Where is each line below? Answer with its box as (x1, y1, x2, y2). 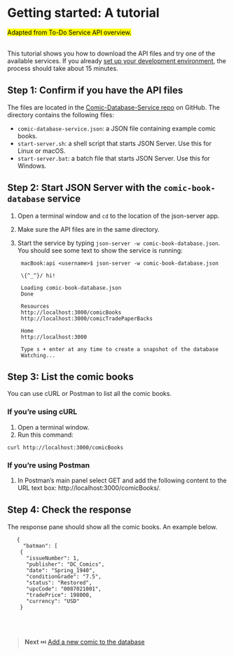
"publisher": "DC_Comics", (25, 560, 105, 568)
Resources (20, 303, 50, 310)
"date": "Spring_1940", (25, 567, 96, 574)
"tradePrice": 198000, (25, 591, 92, 598)
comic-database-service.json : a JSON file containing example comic (17, 124, 216, 133)
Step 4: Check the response (7, 504, 132, 516)
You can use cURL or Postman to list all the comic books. (7, 390, 172, 398)
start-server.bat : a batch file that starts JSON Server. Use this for (17, 154, 210, 162)
